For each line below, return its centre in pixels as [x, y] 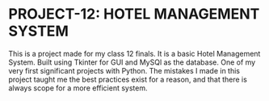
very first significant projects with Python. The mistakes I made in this [124, 70]
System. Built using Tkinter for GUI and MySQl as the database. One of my [132, 62]
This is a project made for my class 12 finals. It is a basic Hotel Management [134, 53]
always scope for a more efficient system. [78, 88]
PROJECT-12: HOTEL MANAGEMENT [134, 14]
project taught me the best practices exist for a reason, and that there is [128, 79]
